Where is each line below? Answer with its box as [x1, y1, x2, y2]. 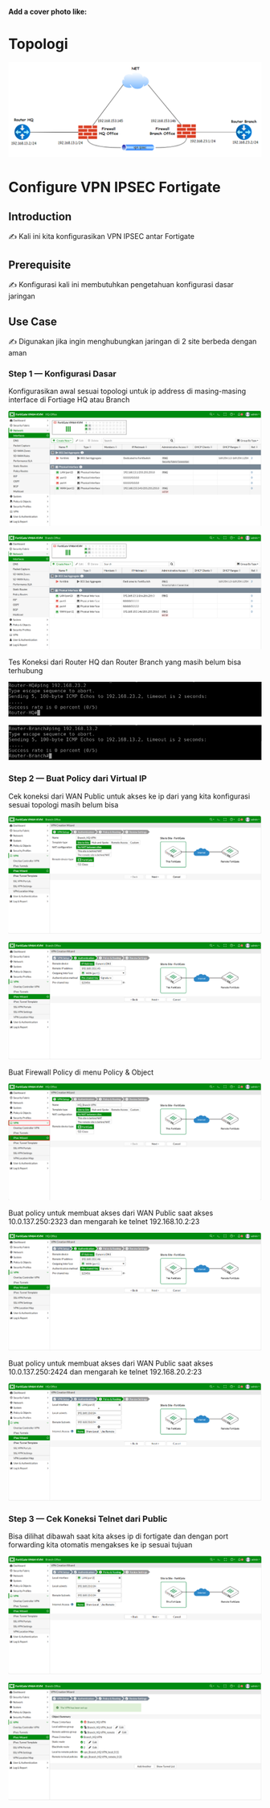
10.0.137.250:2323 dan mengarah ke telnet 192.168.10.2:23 [8, 1217, 200, 1227]
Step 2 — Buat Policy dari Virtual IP [8, 773, 147, 784]
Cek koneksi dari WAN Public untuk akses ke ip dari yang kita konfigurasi [8, 791, 251, 801]
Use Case [8, 314, 58, 328]
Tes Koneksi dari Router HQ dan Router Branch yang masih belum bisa [8, 657, 242, 667]
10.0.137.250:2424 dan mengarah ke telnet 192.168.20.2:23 [8, 1366, 202, 1376]
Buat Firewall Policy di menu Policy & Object [8, 1067, 154, 1077]
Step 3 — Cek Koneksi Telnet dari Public [8, 1513, 168, 1524]
